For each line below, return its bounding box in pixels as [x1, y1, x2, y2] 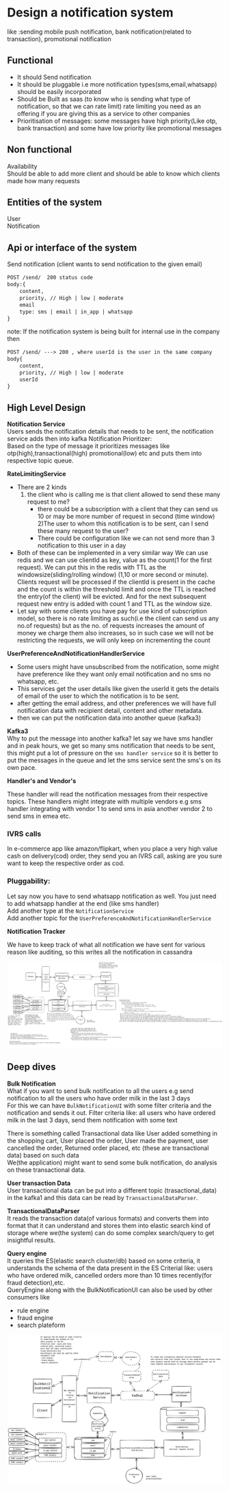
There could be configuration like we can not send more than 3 [37, 534, 215, 542]
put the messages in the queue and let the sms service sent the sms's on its [7, 756, 221, 764]
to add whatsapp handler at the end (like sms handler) [7, 899, 159, 907]
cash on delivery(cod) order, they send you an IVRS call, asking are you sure [7, 852, 222, 860]
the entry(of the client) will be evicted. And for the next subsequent [16, 592, 206, 600]
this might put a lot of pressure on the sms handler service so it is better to [7, 749, 219, 757]
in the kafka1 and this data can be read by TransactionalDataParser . [7, 1193, 198, 1201]
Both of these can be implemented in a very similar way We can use [16, 549, 208, 556]
